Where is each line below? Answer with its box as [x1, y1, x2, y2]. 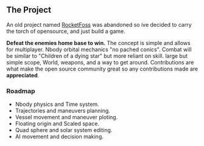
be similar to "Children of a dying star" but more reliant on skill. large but [6, 52, 188, 60]
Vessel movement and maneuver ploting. [15, 114, 118, 121]
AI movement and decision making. [15, 133, 104, 141]
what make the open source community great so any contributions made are [6, 65, 199, 72]
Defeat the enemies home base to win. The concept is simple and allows [6, 39, 191, 46]
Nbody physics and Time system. [15, 100, 99, 108]
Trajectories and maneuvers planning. [15, 107, 111, 114]
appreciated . [6, 71, 40, 78]
